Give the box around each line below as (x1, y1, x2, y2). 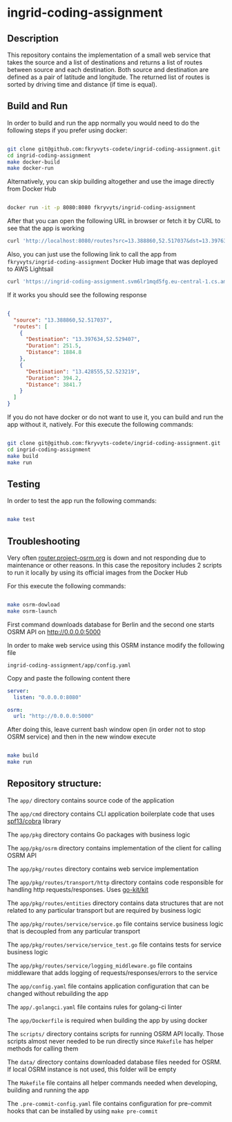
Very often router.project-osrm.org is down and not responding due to (7, 554, 206, 562)
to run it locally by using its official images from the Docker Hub (7, 568, 188, 577)
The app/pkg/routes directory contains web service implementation (7, 864, 199, 873)
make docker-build (7, 158, 60, 166)
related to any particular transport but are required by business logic (7, 906, 202, 914)
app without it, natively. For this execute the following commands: (7, 421, 194, 429)
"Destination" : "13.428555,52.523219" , (25, 368, 140, 375)
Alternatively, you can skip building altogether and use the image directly (7, 177, 215, 186)
